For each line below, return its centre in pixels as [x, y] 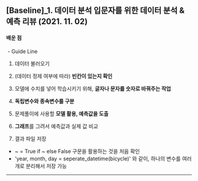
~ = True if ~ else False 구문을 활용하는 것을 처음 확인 [77, 151]
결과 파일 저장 [30, 139]
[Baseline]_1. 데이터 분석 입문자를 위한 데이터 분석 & [95, 11]
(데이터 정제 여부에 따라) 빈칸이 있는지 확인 [64, 76]
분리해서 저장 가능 [46, 166]
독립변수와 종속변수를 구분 [44, 101]
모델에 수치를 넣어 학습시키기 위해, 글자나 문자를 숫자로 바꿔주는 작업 [93, 88]
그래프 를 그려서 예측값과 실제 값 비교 [56, 126]
